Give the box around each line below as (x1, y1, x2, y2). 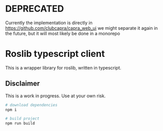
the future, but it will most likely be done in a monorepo (5, 30, 120, 36)
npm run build (5, 121, 35, 126)
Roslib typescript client (5, 48, 105, 59)
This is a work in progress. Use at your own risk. (5, 93, 106, 99)
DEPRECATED (5, 3, 64, 15)
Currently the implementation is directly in (5, 20, 93, 26)
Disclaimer (5, 79, 40, 88)
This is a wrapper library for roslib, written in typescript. (5, 64, 121, 71)
